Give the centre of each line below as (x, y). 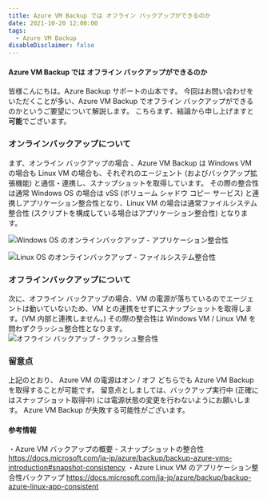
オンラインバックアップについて (70, 144)
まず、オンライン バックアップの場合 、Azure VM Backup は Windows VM (130, 163)
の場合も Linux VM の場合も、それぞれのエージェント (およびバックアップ (129, 173)
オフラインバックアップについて (70, 279)
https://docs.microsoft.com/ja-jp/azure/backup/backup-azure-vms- (120, 458)
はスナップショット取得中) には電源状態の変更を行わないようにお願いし (126, 400)
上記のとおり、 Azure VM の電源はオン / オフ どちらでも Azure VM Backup (131, 380)
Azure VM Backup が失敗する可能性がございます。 (106, 410)
